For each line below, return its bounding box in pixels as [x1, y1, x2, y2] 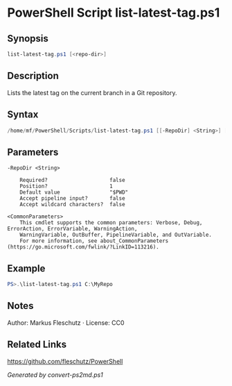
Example [7, 262, 46, 274]
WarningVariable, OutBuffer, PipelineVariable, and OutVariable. [19, 231, 213, 239]
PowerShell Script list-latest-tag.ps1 [7, 5, 220, 21]
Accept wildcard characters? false [19, 201, 126, 208]
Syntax [7, 109, 39, 121]
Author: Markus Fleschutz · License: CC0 [7, 318, 125, 327]
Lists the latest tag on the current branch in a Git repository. [7, 88, 178, 96]
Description [7, 70, 59, 82]
